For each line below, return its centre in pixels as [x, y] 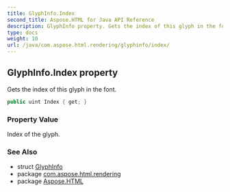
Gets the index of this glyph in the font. [62, 89]
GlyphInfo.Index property [63, 73]
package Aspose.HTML [50, 181]
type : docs [23, 32]
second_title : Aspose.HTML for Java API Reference [81, 20]
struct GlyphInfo [40, 167]
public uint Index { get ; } [47, 102]
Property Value [33, 119]
